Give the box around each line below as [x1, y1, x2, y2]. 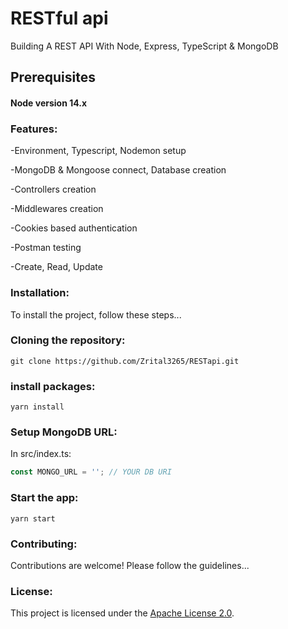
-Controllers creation [10, 183, 97, 196]
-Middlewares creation [10, 203, 104, 215]
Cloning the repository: [10, 333, 126, 347]
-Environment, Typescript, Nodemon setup [10, 145, 187, 157]
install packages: [10, 379, 96, 393]
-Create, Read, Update [10, 261, 103, 273]
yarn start [10, 513, 56, 524]
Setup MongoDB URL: [10, 425, 118, 439]
